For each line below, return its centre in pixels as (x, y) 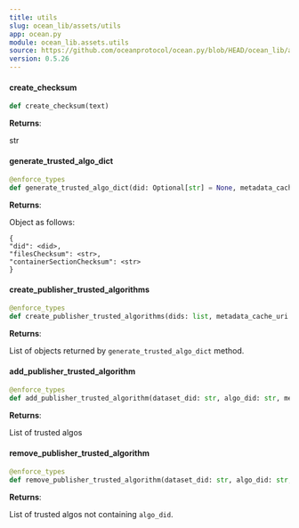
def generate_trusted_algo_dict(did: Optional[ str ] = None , (123, 188)
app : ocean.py (36, 34)
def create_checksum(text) (59, 106)
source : (24, 51)
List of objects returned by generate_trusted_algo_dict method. (127, 350)
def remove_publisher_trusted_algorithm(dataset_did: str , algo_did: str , (151, 480)
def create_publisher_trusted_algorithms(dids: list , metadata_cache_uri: (151, 317)
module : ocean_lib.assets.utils (69, 42)
